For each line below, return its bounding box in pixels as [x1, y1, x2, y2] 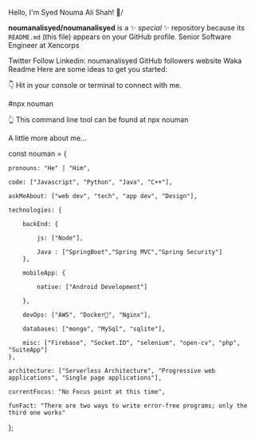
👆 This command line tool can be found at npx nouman [8, 115, 189, 124]
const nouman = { [8, 149, 68, 158]
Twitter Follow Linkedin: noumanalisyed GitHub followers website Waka [8, 56, 242, 65]
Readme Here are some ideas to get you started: [8, 65, 168, 73]
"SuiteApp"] [8, 346, 48, 354]
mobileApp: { [22, 269, 66, 277]
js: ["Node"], [37, 234, 84, 242]
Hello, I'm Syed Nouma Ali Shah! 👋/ [8, 8, 124, 17]
